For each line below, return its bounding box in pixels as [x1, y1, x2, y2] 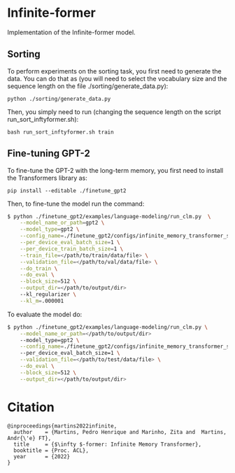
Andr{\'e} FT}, [7, 435, 52, 442]
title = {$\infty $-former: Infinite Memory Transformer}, [13, 441, 201, 448]
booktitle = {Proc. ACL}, [13, 446, 90, 454]
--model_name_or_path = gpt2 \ [20, 219, 105, 227]
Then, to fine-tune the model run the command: [7, 199, 145, 208]
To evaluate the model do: [7, 310, 83, 318]
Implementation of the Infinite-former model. [7, 28, 136, 36]
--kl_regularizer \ [20, 291, 77, 298]
